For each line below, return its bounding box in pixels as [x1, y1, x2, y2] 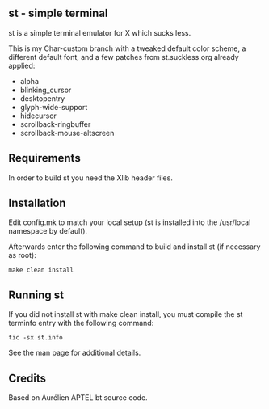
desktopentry [19, 93, 65, 103]
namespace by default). [8, 226, 87, 236]
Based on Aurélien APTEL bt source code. [8, 393, 148, 403]
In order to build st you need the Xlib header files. [8, 173, 174, 183]
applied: [8, 61, 36, 70]
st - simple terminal [8, 6, 108, 20]
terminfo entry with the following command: [8, 318, 154, 328]
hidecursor [19, 111, 57, 120]
